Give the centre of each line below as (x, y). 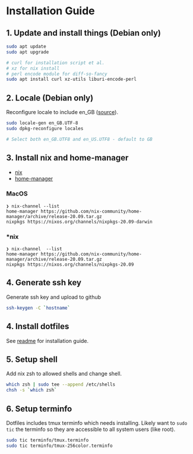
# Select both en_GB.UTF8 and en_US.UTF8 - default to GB (79, 139)
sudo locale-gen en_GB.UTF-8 (42, 123)
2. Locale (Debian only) (50, 98)
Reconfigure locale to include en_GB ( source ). (62, 112)
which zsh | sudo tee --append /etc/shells (61, 384)
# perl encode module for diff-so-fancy (57, 74)
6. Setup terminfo (39, 409)
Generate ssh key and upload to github (54, 297)
